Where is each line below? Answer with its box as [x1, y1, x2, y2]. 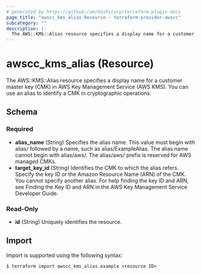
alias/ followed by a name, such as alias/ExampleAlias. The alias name [14, 145, 188, 152]
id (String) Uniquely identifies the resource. [14, 219, 122, 226]
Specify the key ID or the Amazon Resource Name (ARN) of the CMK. [14, 171, 187, 178]
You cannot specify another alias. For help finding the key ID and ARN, [14, 177, 189, 184]
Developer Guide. [14, 190, 59, 197]
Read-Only [6, 205, 39, 213]
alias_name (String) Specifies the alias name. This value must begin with [14, 139, 195, 146]
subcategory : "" [6, 20, 47, 26]
